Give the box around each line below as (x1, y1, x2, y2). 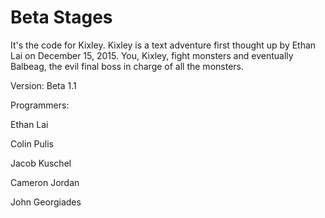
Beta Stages (10, 6, 113, 29)
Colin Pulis (10, 137, 55, 150)
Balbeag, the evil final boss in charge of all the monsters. (10, 60, 244, 72)
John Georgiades (10, 196, 82, 208)
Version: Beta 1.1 (10, 79, 77, 91)
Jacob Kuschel (10, 157, 72, 169)
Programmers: (10, 99, 70, 111)
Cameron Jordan (10, 176, 80, 188)
